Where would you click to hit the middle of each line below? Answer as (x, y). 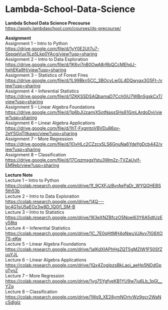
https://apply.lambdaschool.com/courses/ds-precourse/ (63, 28)
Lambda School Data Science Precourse (48, 23)
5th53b (12, 191)
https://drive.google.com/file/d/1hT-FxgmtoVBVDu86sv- (63, 128)
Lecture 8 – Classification (31, 292)
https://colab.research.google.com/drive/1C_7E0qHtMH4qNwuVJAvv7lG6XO (84, 233)
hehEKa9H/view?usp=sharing (36, 70)
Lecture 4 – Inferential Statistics (38, 228)
